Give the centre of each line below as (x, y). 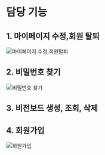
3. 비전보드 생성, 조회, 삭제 (52, 108)
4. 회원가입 (25, 130)
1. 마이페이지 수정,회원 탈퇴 (53, 36)
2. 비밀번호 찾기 (33, 72)
